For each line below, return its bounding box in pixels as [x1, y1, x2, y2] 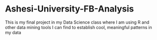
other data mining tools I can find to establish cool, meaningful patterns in [5, 24, 153, 30]
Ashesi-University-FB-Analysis [5, 3, 134, 14]
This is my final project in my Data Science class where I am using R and [5, 19, 149, 25]
